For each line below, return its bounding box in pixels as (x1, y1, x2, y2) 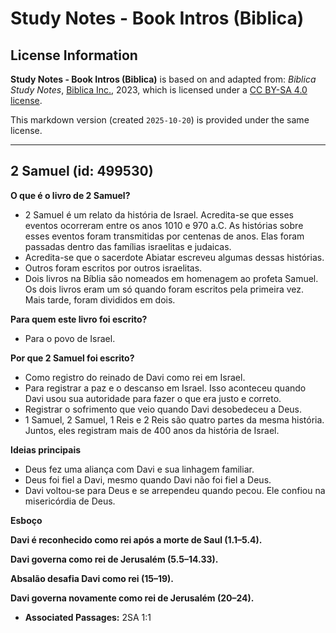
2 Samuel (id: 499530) (10, 163, 154, 180)
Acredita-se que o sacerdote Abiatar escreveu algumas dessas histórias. (24, 251, 325, 263)
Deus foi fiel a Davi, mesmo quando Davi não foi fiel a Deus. (24, 473, 272, 486)
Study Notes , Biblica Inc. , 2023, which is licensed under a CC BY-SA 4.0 (10, 84, 308, 96)
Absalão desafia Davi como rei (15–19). (10, 572, 175, 584)
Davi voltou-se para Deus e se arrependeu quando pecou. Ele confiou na (24, 484, 326, 496)
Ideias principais (10, 443, 82, 456)
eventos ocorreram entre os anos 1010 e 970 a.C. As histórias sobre (24, 219, 304, 231)
